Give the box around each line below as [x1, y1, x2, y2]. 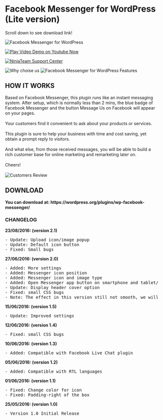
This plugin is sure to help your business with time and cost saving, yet [5, 130, 147, 137]
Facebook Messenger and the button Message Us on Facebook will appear [5, 105, 155, 110]
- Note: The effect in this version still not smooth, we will [5, 294, 159, 300]
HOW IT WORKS [5, 82, 55, 90]
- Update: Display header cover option [5, 285, 100, 290]
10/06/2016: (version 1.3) [5, 341, 57, 347]
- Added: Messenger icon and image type [5, 275, 103, 280]
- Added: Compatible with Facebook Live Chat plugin [5, 350, 133, 356]
